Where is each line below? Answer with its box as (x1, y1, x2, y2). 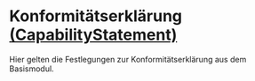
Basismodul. (9, 63, 55, 74)
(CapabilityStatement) (9, 25, 178, 45)
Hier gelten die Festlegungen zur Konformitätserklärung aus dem (9, 54, 247, 64)
